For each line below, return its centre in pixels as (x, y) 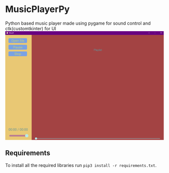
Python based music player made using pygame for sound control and (78, 23)
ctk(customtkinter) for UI (31, 28)
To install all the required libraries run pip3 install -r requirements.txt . (81, 165)
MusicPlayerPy (37, 9)
